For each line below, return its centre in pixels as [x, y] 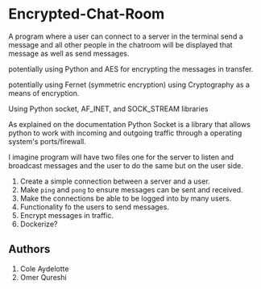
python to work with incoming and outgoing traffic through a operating [125, 133]
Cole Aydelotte [44, 268]
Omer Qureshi [43, 277]
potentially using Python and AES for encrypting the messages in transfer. [131, 68]
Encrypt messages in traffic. [67, 215]
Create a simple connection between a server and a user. [115, 181]
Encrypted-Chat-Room [87, 14]
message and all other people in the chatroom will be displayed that [120, 44]
